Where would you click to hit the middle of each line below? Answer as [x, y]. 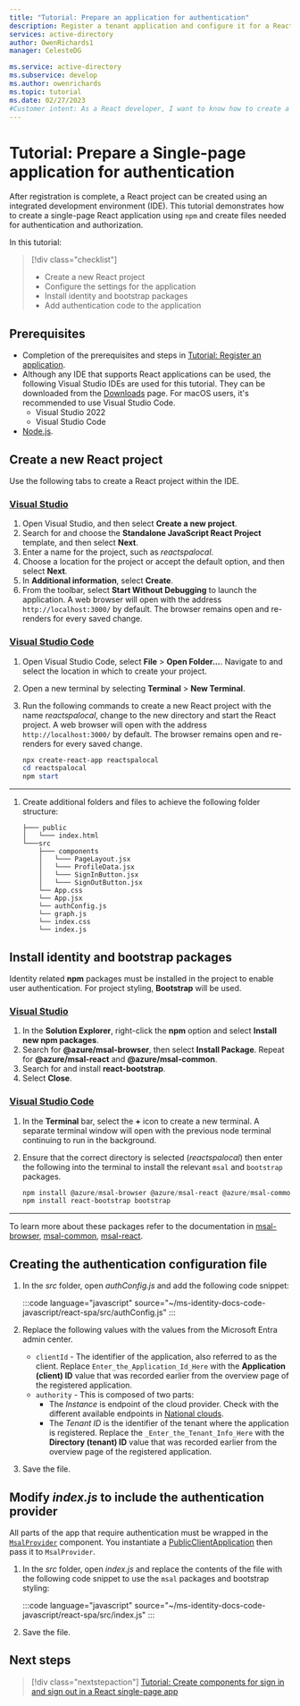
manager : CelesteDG [46, 51]
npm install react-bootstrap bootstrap [96, 1201]
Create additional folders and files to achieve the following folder [141, 802]
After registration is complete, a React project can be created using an [138, 197]
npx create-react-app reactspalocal [90, 760]
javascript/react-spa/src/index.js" [84, 1615]
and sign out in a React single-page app [104, 1691]
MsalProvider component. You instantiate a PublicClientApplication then [141, 1542]
